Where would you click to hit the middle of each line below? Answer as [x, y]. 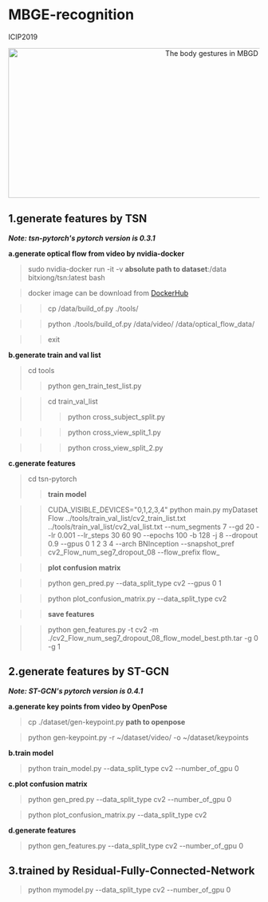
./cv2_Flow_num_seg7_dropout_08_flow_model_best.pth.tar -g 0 [153, 638]
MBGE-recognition [71, 15]
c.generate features [42, 463]
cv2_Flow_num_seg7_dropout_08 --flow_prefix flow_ [134, 552]
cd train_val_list [73, 401]
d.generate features [42, 830]
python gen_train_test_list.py [95, 386]
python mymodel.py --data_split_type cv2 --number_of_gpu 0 [129, 890]
